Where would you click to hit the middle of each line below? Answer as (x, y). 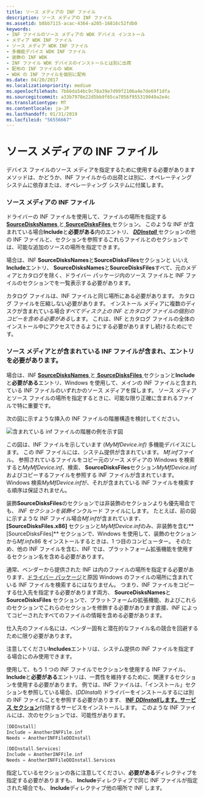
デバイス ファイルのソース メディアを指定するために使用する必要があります (101, 170)
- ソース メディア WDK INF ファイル (47, 46)
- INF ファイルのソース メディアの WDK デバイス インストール (76, 35)
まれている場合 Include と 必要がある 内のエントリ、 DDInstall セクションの (98, 232)
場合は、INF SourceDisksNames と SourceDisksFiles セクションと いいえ (97, 260)
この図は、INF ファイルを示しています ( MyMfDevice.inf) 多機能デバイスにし (101, 444)
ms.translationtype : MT (37, 102)
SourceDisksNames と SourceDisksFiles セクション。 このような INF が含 (100, 224)
